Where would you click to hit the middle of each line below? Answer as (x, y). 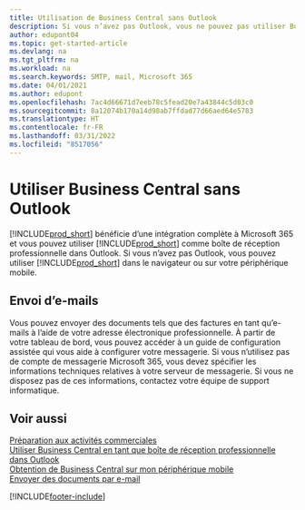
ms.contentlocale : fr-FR (56, 128)
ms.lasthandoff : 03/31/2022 (63, 136)
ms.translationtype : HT (54, 119)
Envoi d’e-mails (54, 301)
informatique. (34, 390)
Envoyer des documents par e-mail (75, 479)
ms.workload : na (40, 69)
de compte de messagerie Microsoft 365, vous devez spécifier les (133, 361)
